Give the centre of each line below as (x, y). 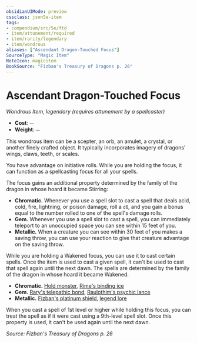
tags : (13, 22)
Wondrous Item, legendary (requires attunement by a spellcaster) (86, 112)
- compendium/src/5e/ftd (36, 28)
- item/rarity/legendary (36, 39)
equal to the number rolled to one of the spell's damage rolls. (89, 213)
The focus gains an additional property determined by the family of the (92, 183)
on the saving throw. (39, 244)
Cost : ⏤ (24, 123)
